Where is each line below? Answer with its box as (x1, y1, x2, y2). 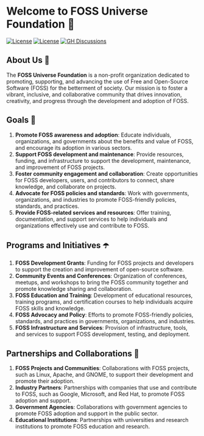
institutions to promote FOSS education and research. (15, 423, 150, 431)
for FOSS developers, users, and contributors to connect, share (15, 176, 175, 184)
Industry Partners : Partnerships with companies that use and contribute (15, 384, 197, 391)
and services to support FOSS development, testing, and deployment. (15, 331, 191, 338)
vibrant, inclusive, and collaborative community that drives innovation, (6, 90, 182, 98)
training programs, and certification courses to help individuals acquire (15, 298, 193, 306)
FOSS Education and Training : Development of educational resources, (15, 291, 193, 299)
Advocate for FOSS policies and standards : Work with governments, (15, 189, 189, 196)
